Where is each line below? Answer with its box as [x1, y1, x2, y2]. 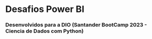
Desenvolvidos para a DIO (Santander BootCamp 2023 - [5, 21, 147, 28]
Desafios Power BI [5, 3, 84, 15]
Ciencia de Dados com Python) [5, 27, 84, 34]
